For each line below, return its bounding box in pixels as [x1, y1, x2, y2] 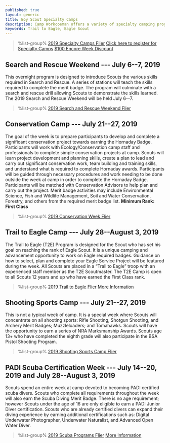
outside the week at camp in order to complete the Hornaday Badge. [5, 176, 148, 183]
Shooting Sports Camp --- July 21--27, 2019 [5, 298, 146, 307]
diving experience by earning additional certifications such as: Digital [5, 412, 149, 418]
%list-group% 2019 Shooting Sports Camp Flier [17, 349, 117, 355]
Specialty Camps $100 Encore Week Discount [17, 46, 114, 52]
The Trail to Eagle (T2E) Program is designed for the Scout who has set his [5, 242, 161, 248]
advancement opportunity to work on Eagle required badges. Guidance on [5, 252, 160, 258]
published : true [5, 7, 39, 13]
